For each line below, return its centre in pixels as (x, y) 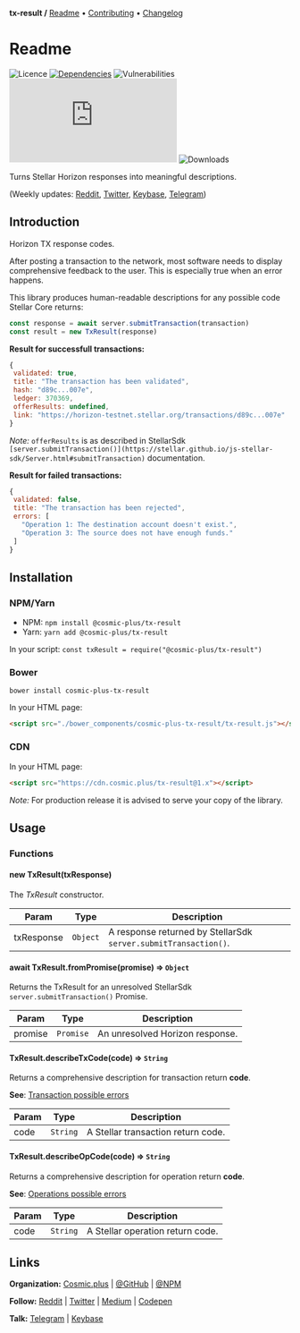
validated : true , (45, 374)
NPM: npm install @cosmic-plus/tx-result (101, 623)
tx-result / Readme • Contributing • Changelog (96, 13)
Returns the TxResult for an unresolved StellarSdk (100, 987)
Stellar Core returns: (46, 307)
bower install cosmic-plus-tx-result (79, 691)
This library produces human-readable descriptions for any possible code (145, 297)
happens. (27, 280)
